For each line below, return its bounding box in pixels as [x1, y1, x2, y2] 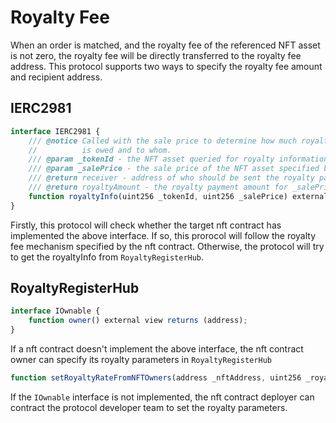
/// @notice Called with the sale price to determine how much [28, 136, 298, 146]
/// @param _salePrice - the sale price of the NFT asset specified [28, 164, 320, 174]
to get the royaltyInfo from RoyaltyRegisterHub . [10, 251, 205, 263]
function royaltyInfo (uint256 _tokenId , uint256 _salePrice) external [28, 191, 329, 201]
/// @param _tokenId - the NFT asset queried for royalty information [28, 154, 329, 165]
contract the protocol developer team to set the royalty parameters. [10, 401, 288, 413]
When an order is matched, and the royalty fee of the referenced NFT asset [10, 39, 321, 51]
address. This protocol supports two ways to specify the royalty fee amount [10, 60, 323, 72]
